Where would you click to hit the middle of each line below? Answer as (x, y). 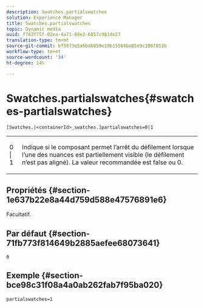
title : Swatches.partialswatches (49, 23)
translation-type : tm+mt (38, 40)
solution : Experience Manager (45, 18)
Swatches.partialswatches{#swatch (100, 98)
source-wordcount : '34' (36, 57)
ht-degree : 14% (25, 63)
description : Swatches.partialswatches (57, 12)
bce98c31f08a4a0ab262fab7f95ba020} (85, 285)
